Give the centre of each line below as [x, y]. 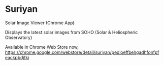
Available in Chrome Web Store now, [42, 47]
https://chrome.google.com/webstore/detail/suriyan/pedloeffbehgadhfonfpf [82, 52]
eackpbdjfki [17, 57]
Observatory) [19, 37]
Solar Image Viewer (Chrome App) [40, 23]
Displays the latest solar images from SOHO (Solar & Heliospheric [71, 32]
